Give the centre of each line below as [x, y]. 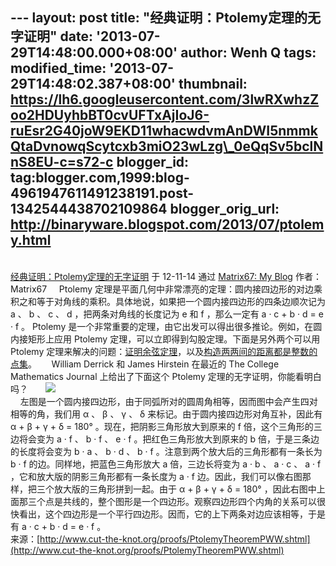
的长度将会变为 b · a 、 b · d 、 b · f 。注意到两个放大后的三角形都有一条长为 [166, 451]
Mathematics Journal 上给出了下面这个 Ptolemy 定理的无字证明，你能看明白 [166, 376]
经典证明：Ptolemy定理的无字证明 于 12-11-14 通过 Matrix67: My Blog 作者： [166, 276]
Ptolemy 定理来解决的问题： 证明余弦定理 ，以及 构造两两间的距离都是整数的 [164, 351]
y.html [31, 240]
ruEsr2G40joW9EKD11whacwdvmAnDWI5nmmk [164, 131]
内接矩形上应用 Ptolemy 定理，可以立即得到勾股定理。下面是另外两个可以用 [165, 339]
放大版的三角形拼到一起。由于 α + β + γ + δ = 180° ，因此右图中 [185, 489]
